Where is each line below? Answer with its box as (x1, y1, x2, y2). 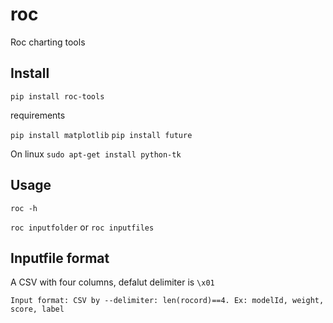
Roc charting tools (10, 36, 86, 48)
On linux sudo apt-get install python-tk (10, 148, 182, 160)
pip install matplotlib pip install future (10, 130, 193, 140)
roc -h (10, 203, 38, 213)
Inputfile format (10, 249, 110, 267)
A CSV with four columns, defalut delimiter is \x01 (10, 276, 215, 288)
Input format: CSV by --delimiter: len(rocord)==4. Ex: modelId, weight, (10, 296, 325, 306)
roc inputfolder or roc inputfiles (10, 221, 155, 233)
